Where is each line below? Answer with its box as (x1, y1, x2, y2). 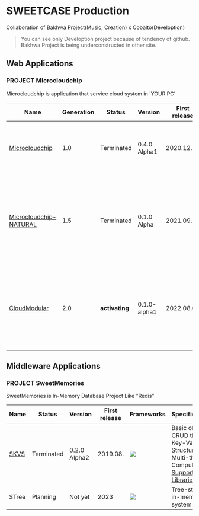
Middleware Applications (6, 361, 101, 371)
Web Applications (6, 59, 73, 69)
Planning (31, 493, 56, 501)
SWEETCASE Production (6, 4, 129, 18)
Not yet (69, 493, 90, 501)
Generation (62, 108, 95, 116)
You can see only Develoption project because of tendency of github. (20, 35, 191, 42)
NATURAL (9, 220, 37, 228)
